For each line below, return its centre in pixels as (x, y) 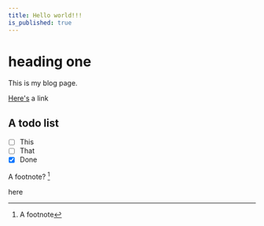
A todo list (33, 123)
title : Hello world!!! (45, 15)
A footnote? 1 (29, 176)
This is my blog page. (43, 83)
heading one (50, 62)
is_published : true (40, 23)
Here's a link (28, 98)
